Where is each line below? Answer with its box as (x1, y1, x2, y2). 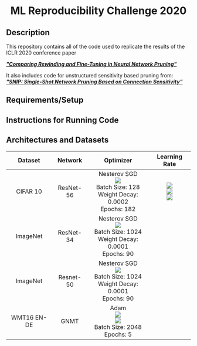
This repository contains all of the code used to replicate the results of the (6, 43, 185, 50)
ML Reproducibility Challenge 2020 (10, 4, 187, 18)
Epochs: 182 (100, 205, 136, 213)
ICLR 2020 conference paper (6, 49, 77, 56)
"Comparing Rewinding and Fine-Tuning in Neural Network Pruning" (6, 60, 177, 67)
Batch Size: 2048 (94, 323, 142, 331)
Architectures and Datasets (6, 135, 109, 145)
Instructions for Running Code (6, 115, 119, 125)
